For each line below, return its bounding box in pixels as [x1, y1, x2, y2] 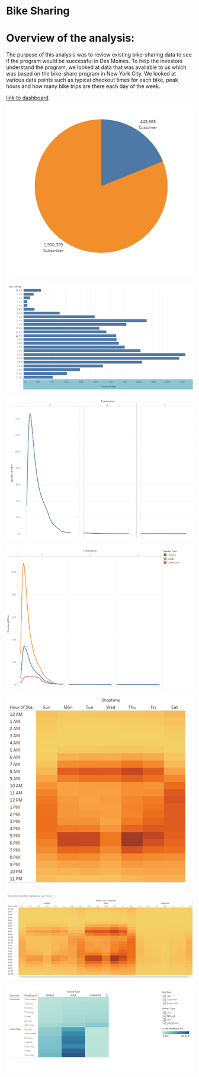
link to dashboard [6, 94, 49, 102]
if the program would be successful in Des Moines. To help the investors [6, 58, 183, 65]
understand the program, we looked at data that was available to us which [6, 64, 187, 71]
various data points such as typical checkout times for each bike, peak [6, 76, 179, 84]
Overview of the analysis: [6, 32, 135, 45]
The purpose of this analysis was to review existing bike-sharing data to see [6, 51, 192, 58]
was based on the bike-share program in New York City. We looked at [6, 70, 176, 77]
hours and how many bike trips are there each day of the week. [6, 83, 161, 90]
